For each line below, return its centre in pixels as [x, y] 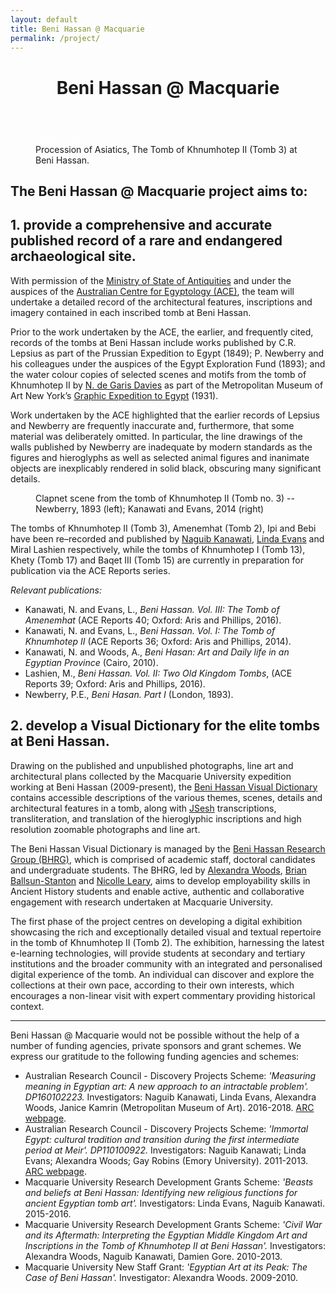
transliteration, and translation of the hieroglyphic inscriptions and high [156, 818]
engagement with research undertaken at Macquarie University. [142, 902]
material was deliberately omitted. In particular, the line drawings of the [156, 436]
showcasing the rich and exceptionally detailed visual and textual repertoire [166, 932]
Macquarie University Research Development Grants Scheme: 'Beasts [169, 1182]
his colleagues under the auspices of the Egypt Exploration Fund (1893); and [168, 363]
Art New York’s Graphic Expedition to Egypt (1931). [114, 395]
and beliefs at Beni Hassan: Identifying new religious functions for [161, 1192]
